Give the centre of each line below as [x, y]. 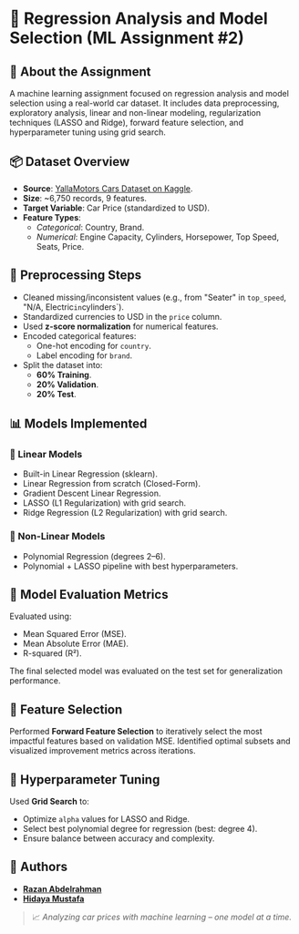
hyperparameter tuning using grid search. [88, 132]
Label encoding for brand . [84, 355]
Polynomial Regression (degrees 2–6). [94, 556]
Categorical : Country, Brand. [90, 227]
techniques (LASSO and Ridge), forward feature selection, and [127, 123]
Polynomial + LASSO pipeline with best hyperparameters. [130, 566]
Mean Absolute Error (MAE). [76, 644]
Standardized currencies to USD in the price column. [122, 316]
